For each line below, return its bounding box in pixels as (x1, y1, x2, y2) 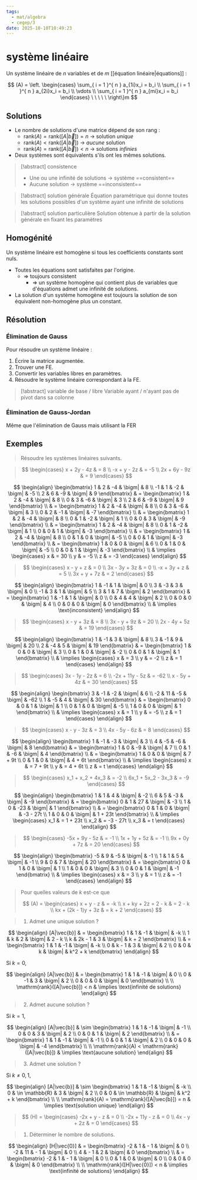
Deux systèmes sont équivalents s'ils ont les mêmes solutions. (14, 151, 166, 158)
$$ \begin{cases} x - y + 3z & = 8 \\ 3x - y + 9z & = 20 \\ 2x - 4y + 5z (22, 618, 190, 625)
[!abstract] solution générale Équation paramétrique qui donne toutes (20, 192, 188, 199)
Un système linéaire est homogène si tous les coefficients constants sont (6, 249, 183, 256)
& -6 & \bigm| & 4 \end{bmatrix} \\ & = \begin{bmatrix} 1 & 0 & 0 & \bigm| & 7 (6, 750, 191, 757)
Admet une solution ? (29, 1060, 81, 1067)
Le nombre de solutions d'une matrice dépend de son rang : (14, 127, 161, 133)
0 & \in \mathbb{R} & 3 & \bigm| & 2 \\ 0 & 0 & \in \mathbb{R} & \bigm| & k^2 (7, 1089, 191, 1096)
